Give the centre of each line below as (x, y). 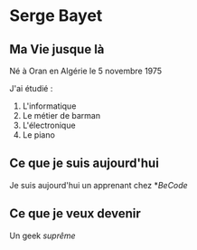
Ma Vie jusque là (57, 49)
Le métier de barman (61, 115)
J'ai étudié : (31, 88)
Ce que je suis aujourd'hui (84, 163)
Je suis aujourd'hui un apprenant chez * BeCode (98, 185)
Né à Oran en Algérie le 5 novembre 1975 (86, 71)
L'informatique (49, 106)
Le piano (39, 135)
